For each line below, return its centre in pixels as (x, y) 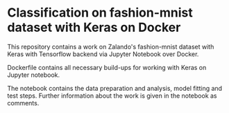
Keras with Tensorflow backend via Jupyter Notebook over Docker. (103, 54)
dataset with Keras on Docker (94, 27)
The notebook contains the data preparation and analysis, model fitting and (115, 88)
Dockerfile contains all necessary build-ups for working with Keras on (107, 67)
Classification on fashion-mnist (100, 13)
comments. (23, 103)
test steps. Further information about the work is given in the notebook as (112, 96)
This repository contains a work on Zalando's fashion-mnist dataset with (111, 46)
